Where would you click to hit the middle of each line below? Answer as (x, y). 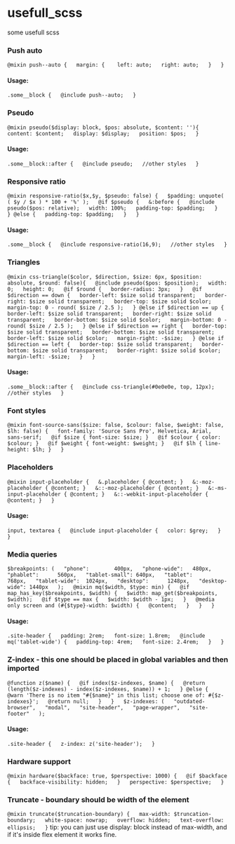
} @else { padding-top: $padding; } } (73, 215)
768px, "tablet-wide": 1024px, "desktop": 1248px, (99, 581)
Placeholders (31, 468)
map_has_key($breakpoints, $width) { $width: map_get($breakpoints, (113, 594)
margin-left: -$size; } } (52, 356)
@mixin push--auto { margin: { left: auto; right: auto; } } (116, 65)
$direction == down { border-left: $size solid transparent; (102, 295)
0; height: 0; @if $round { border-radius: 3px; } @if (105, 289)
